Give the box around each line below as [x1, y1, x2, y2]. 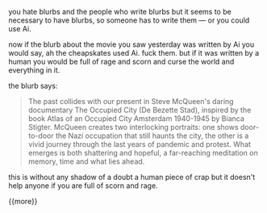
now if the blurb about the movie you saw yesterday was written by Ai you [8, 40, 255, 49]
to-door [27, 131, 54, 140]
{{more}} [8, 197, 38, 206]
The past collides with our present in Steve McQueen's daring [27, 97, 234, 106]
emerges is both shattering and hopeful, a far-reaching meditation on [27, 148, 258, 157]
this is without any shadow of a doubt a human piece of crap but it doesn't [8, 173, 256, 182]
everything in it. [8, 65, 60, 75]
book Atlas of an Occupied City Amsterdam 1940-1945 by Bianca [27, 114, 244, 123]
